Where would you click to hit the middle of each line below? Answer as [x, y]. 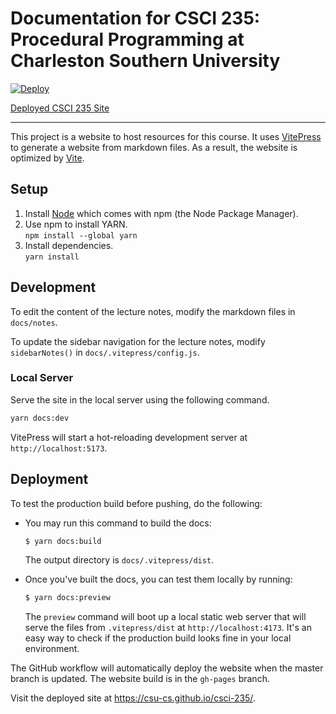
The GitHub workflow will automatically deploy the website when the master [167, 668]
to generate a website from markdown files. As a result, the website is [154, 147]
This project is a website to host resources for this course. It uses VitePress [166, 136]
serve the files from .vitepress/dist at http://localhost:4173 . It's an [168, 628]
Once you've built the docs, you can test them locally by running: [158, 579]
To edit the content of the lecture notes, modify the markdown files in [153, 311]
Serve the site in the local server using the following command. [140, 399]
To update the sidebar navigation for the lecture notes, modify [138, 341]
